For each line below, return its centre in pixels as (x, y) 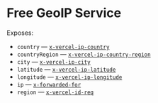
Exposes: (20, 33)
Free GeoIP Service (64, 13)
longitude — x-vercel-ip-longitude (69, 77)
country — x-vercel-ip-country (63, 46)
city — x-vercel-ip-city (53, 61)
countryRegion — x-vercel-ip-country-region (84, 54)
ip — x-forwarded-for (49, 84)
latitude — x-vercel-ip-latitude (66, 69)
